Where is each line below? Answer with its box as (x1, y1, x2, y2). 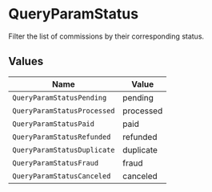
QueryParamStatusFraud (12, 158, 98, 167)
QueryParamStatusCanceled (12, 171, 111, 181)
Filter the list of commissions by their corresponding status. (8, 31, 205, 41)
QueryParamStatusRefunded (12, 132, 111, 141)
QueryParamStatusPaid (12, 119, 94, 129)
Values (8, 55, 44, 68)
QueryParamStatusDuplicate (12, 145, 115, 154)
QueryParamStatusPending (12, 93, 107, 102)
